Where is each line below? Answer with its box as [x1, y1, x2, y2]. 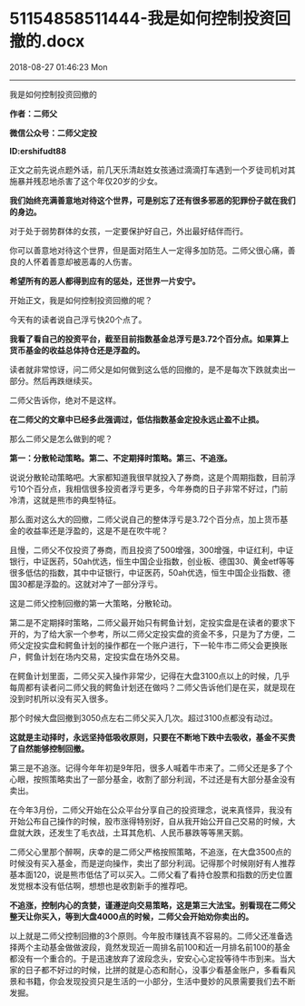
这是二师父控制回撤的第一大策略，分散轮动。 [9, 597, 177, 608]
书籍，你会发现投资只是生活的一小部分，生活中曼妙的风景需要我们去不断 [25, 975, 296, 986]
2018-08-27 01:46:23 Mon [9, 61, 108, 73]
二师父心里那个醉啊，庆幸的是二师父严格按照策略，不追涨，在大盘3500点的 [9, 846, 292, 857]
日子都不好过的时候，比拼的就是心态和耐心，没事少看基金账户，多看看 [25, 964, 288, 975]
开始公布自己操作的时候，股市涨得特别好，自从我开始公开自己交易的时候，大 [9, 815, 296, 826]
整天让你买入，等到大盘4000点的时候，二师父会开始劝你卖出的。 [9, 911, 254, 922]
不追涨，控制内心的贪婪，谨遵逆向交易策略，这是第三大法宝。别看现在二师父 [9, 900, 296, 911]
